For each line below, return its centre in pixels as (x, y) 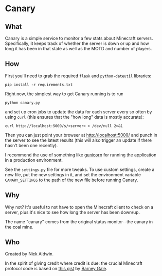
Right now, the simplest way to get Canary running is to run (64, 94)
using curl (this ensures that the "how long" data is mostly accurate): (74, 117)
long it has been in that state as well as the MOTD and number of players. (79, 49)
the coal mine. (19, 227)
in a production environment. (34, 160)
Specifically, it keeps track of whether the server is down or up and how (77, 43)
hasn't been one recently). (32, 145)
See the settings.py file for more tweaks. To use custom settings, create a (80, 170)
